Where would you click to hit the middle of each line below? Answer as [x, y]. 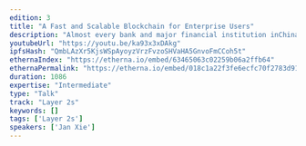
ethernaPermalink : [44, 69]
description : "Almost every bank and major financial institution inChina [154, 34]
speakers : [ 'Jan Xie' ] [52, 128]
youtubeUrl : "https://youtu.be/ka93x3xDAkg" [95, 43]
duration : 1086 [38, 77]
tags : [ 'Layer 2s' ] [46, 119]
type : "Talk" [34, 93]
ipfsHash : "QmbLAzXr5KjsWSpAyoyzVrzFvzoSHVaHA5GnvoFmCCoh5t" [128, 52]
